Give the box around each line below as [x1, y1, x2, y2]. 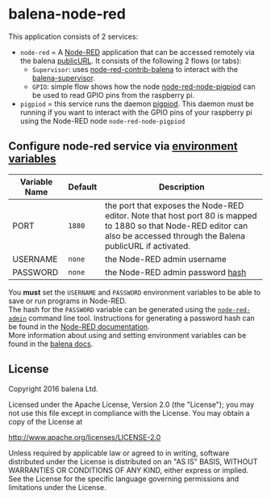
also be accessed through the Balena [104, 230, 246, 241]
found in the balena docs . [8, 339, 94, 349]
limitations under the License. [8, 482, 106, 492]
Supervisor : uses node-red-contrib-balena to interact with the [31, 64, 238, 74]
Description [158, 181, 205, 192]
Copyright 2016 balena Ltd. [8, 383, 98, 393]
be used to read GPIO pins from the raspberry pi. [31, 90, 195, 99]
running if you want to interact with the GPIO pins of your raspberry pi [19, 107, 252, 117]
